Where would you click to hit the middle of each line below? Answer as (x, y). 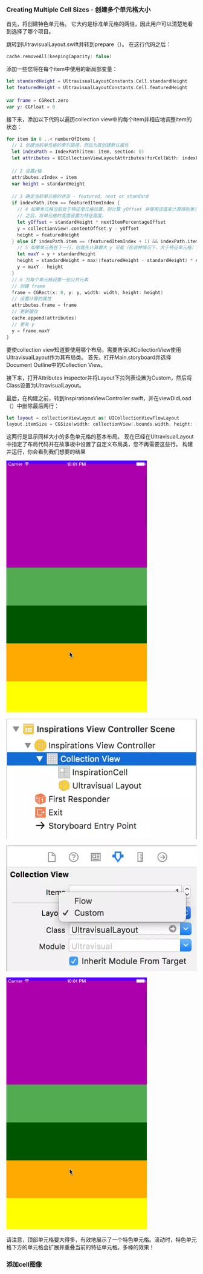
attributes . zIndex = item (44, 177)
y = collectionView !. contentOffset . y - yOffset (78, 229)
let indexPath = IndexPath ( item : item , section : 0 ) (78, 152)
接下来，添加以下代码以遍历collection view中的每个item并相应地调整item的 (99, 119)
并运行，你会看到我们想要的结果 (46, 452)
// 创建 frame (28, 286)
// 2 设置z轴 (27, 171)
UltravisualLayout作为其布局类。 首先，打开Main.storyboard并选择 (89, 357)
